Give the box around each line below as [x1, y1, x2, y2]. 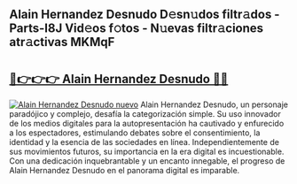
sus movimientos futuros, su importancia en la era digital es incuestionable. [9, 146, 285, 157]
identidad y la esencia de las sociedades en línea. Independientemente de [9, 137, 279, 147]
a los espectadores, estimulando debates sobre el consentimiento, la [9, 127, 261, 138]
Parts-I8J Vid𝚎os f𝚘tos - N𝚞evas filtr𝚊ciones [9, 21, 264, 36]
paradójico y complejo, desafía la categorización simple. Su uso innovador [9, 109, 281, 119]
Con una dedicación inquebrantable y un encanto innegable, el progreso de [9, 156, 285, 166]
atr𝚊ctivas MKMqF [9, 34, 115, 50]
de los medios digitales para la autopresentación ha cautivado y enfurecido [9, 119, 285, 128]
